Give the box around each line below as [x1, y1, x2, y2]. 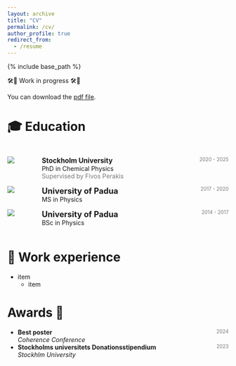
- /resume [13, 43, 42, 50]
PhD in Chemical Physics [41, 165, 114, 173]
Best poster [17, 328, 53, 336]
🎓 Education [7, 119, 86, 134]
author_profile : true [7, 30, 71, 37]
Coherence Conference [17, 336, 86, 344]
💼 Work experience [7, 249, 121, 265]
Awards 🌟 [7, 305, 65, 321]
